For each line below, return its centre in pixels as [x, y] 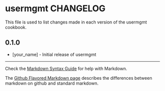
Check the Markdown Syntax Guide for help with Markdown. [66, 68]
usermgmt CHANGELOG [55, 9]
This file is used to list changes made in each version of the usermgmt [76, 22]
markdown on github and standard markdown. [52, 83]
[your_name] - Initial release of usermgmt [54, 54]
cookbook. [16, 27]
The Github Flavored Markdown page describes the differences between [79, 78]
